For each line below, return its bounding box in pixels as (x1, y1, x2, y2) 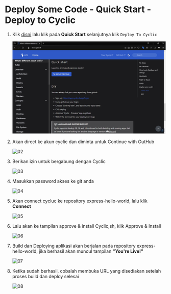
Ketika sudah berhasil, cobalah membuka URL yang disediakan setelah (12, 268, 161, 274)
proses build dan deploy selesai (12, 274, 79, 280)
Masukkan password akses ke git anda (12, 178, 94, 184)
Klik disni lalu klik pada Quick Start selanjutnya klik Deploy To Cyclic (12, 31, 157, 37)
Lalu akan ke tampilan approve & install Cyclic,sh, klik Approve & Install (12, 223, 161, 229)
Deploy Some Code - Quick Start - (5, 4, 152, 15)
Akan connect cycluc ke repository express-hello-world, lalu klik (12, 198, 148, 204)
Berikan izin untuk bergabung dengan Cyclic (12, 158, 106, 165)
